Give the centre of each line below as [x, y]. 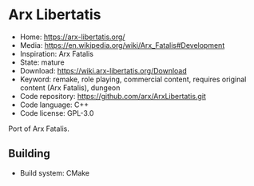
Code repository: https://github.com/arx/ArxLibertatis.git [113, 96]
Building [29, 154]
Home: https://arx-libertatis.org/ [72, 37]
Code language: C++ [54, 105]
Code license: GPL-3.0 [57, 113]
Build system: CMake [55, 172]
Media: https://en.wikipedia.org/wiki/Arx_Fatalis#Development [122, 45]
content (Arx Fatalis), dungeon [70, 87]
